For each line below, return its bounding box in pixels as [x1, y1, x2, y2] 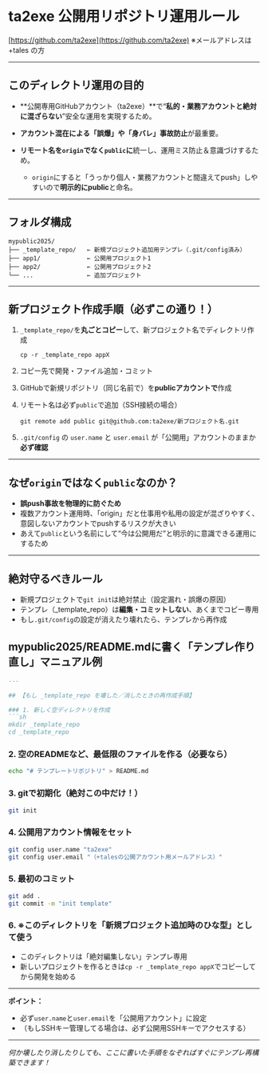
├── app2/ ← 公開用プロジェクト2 [8, 262, 152, 271]
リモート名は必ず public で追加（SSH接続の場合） [19, 400, 182, 410]
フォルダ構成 [8, 215, 72, 229]
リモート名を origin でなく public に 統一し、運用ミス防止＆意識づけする [19, 145, 252, 154]
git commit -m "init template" [8, 900, 112, 908]
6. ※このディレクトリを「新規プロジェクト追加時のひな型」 [8, 920, 237, 931]
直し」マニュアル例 [8, 655, 103, 669]
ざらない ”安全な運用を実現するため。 [33, 111, 156, 121]
